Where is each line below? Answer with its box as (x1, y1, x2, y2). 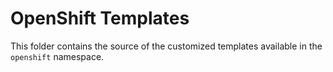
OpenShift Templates (10, 7, 190, 30)
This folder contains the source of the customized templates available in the (10, 40, 323, 52)
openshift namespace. (10, 50, 105, 62)
